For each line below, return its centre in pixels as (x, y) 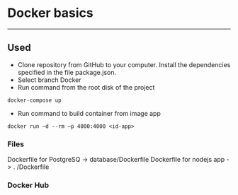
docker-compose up (34, 100)
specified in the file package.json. (67, 72)
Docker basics (50, 13)
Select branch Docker (49, 80)
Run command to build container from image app (89, 113)
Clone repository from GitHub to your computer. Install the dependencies (124, 64)
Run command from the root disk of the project (86, 87)
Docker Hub (28, 185)
